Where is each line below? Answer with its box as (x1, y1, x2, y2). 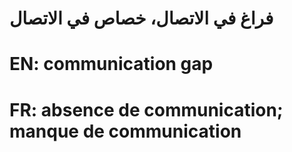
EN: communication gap (9, 53, 214, 76)
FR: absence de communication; (9, 98, 284, 121)
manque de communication (9, 120, 242, 142)
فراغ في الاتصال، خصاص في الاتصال (9, 7, 274, 30)
